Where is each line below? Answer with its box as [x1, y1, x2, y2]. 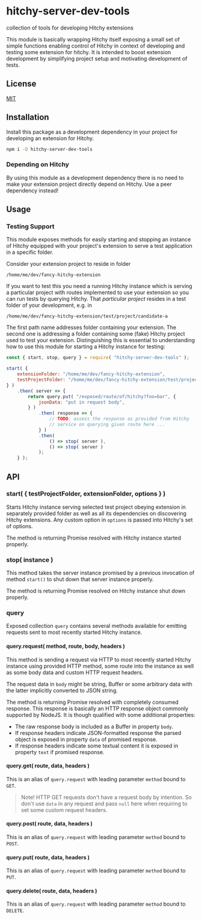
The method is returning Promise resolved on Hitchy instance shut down [6, 588, 186, 595]
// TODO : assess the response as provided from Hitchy [49, 416, 189, 422]
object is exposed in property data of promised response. [14, 736, 158, 743]
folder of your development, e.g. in [6, 302, 92, 309]
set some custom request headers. [20, 806, 108, 813]
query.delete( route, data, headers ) [6, 887, 97, 894]
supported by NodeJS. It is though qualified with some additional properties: [6, 711, 195, 718]
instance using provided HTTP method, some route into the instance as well [6, 662, 194, 669]
